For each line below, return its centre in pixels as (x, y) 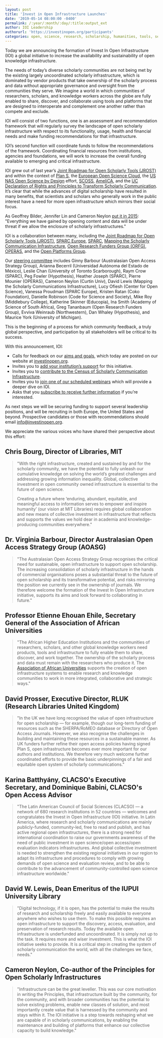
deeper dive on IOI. (31, 387)
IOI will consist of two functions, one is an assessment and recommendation (81, 121)
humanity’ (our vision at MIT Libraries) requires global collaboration (84, 509)
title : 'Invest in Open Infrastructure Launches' (56, 14)
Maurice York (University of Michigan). (44, 317)
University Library (33, 897)
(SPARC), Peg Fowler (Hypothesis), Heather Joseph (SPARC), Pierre (73, 276)
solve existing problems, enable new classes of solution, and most (83, 1005)
